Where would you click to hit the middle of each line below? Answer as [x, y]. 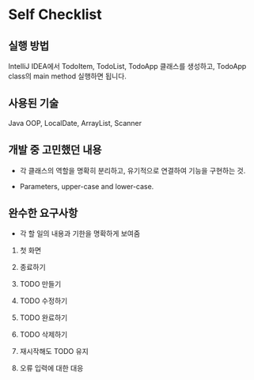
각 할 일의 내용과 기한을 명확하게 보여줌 [80, 234]
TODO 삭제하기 [44, 335]
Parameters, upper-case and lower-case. [87, 186]
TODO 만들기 [40, 284]
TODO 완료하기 [44, 317]
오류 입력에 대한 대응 [51, 368]
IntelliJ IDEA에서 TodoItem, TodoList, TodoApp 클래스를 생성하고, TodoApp [127, 66]
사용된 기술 [34, 103]
